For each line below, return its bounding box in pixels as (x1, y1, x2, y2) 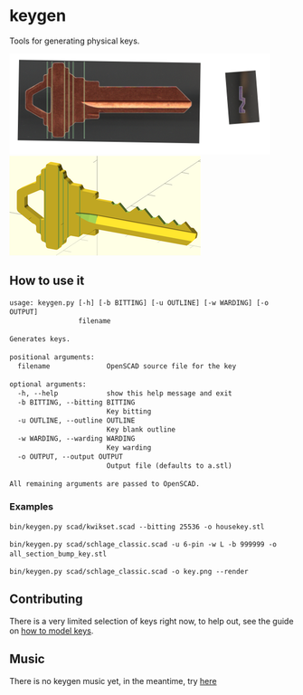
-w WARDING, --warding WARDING (17, 433, 136, 443)
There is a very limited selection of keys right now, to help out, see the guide (9, 615, 294, 626)
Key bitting (106, 406, 152, 416)
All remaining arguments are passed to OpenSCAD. (9, 479, 201, 489)
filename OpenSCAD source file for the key (17, 361, 237, 371)
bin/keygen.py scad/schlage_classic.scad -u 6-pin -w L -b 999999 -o (9, 540, 278, 549)
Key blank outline (106, 424, 176, 434)
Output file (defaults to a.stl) (106, 461, 232, 471)
